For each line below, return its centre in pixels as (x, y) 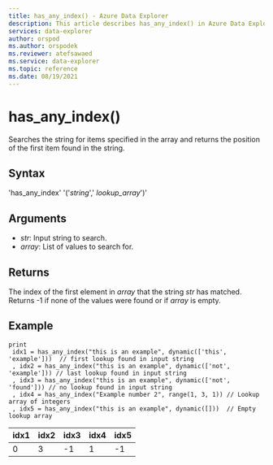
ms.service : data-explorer (54, 62)
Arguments (38, 218)
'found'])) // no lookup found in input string (91, 387)
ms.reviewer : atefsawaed (50, 54)
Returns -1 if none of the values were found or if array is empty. (115, 300)
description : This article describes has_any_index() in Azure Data (127, 24)
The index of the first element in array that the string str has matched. (125, 292)
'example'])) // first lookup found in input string (102, 359)
